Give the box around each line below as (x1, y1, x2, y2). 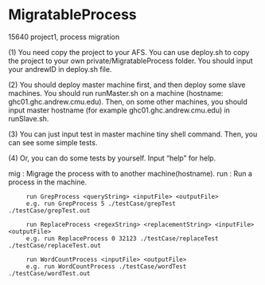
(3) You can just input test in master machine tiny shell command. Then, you (8, 129, 258, 139)
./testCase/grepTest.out (8, 206, 91, 215)
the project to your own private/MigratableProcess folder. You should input (8, 56, 253, 65)
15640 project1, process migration (8, 32, 120, 42)
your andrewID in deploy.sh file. (8, 64, 112, 73)
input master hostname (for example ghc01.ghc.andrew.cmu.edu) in (8, 105, 231, 115)
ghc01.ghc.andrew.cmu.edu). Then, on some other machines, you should (8, 97, 248, 106)
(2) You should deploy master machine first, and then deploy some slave (8, 80, 246, 89)
